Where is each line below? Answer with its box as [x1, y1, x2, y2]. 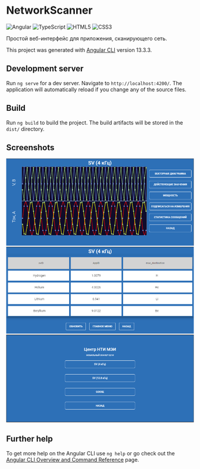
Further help [6, 434, 54, 444]
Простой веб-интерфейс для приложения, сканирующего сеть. [6, 35, 168, 42]
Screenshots [6, 142, 55, 153]
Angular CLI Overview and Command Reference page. [6, 456, 139, 463]
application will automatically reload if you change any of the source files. [6, 86, 186, 93]
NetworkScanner [6, 4, 93, 17]
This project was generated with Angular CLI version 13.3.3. [6, 46, 152, 54]
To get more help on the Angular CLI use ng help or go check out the [6, 449, 175, 456]
